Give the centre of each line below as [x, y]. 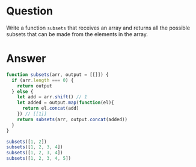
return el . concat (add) [51, 109]
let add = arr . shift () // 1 [52, 97]
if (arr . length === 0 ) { [43, 80]
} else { [23, 92]
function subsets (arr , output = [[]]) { [58, 74]
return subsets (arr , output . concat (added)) [72, 119]
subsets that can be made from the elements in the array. [77, 34]
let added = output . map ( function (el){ [66, 103]
